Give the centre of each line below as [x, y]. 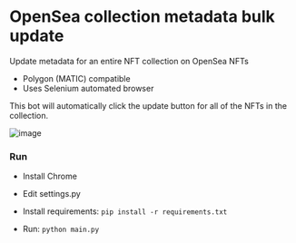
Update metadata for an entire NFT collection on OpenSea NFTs [129, 61]
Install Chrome [49, 176]
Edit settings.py [52, 194]
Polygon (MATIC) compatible [76, 78]
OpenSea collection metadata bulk [142, 17]
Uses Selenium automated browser [88, 88]
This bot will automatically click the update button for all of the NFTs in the [148, 105]
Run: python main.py [61, 229]
